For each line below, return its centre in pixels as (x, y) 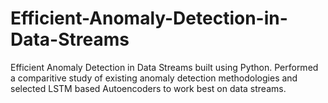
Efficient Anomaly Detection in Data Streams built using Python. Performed (164, 67)
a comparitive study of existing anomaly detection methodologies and (154, 78)
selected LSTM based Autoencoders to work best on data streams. (148, 88)
